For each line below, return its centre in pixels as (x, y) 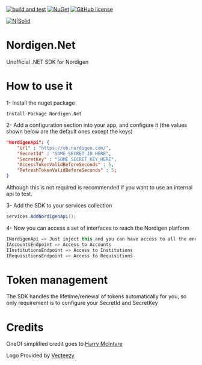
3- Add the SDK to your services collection (59, 205)
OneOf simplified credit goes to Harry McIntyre (65, 344)
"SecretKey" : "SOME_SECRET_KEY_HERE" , (67, 159)
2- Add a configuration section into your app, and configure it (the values (97, 125)
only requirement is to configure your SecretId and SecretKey (82, 303)
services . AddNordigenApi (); (41, 216)
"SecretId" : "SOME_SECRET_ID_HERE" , (64, 153)
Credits (25, 327)
